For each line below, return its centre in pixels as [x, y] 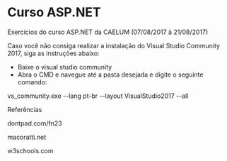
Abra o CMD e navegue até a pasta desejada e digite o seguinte [110, 74]
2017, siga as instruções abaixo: [54, 53]
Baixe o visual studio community [65, 67]
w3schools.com [31, 150]
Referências [25, 109]
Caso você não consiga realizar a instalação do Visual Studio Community [114, 45]
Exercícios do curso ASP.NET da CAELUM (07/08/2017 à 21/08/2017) [108, 32]
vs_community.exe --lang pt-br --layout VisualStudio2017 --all [98, 96]
